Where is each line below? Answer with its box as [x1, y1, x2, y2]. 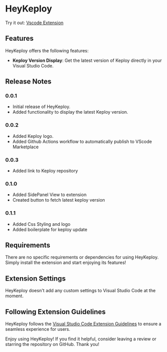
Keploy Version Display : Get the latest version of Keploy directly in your [12, 57, 162, 63]
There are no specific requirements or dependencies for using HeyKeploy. [5, 254, 159, 260]
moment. [5, 293, 24, 299]
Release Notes [5, 77, 52, 86]
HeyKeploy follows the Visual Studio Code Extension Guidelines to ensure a [5, 321, 162, 327]
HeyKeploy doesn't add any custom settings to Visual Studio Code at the [5, 288, 156, 294]
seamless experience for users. [5, 326, 70, 332]
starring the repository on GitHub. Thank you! [5, 341, 100, 347]
